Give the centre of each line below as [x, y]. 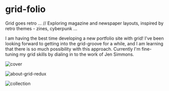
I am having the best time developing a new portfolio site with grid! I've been [84, 38]
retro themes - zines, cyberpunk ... [41, 28]
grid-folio [25, 9]
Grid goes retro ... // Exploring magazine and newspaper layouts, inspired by [84, 23]
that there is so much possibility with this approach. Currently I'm [73, 49]
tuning [12, 54]
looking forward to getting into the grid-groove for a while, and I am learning [84, 43]
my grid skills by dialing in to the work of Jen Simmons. [77, 54]
